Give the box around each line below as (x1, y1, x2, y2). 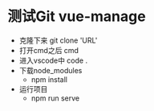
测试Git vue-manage (7, 7, 146, 26)
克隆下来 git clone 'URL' (18, 35, 98, 45)
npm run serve (30, 93, 80, 103)
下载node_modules (18, 65, 83, 75)
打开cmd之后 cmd (18, 45, 79, 55)
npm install (30, 74, 67, 84)
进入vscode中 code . (18, 55, 88, 65)
